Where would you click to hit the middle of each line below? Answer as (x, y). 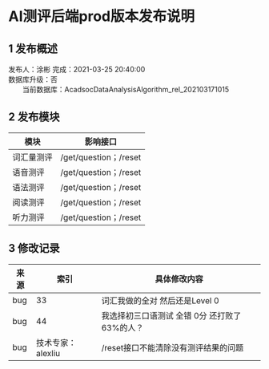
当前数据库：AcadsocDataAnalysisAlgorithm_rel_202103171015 (126, 89)
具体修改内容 (179, 279)
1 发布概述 (33, 49)
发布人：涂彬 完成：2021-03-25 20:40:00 (77, 69)
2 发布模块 (34, 117)
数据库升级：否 (33, 79)
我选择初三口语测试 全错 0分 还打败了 (171, 315)
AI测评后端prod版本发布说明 (101, 16)
